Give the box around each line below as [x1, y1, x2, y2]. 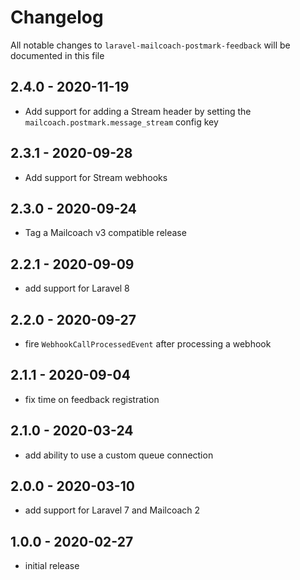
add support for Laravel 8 [24, 282, 130, 295]
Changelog [10, 6, 104, 29]
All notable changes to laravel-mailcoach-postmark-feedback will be [10, 39, 291, 51]
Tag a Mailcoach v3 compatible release [24, 227, 187, 239]
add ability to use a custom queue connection [24, 449, 214, 461]
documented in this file [10, 49, 105, 61]
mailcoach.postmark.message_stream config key [24, 116, 219, 128]
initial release [24, 560, 80, 572]
